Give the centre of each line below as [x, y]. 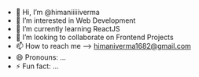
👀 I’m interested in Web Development [76, 20]
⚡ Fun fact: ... [37, 66]
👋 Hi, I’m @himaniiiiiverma [57, 12]
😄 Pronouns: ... [41, 57]
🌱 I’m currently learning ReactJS [68, 29]
